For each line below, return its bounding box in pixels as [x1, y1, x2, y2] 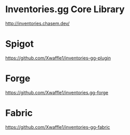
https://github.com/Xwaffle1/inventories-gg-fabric [5, 124, 111, 130]
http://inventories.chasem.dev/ [5, 20, 70, 26]
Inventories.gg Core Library [5, 4, 125, 15]
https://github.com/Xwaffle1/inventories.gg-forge [5, 89, 109, 95]
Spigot [5, 38, 34, 50]
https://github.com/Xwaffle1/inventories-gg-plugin [5, 55, 111, 61]
